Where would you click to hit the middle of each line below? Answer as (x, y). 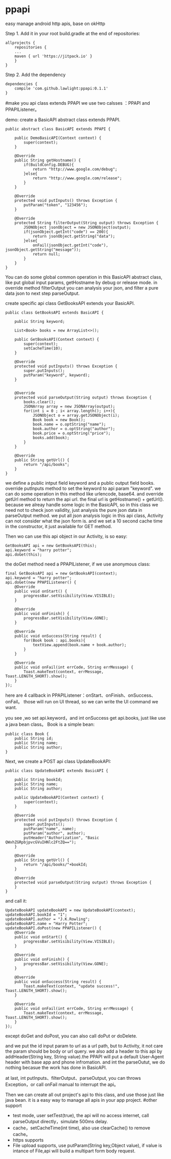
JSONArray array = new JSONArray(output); (69, 406)
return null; (46, 254)
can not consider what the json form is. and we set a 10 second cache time (84, 521)
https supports (28, 1140)
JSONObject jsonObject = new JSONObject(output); (77, 227)
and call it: (16, 901)
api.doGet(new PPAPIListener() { (41, 582)
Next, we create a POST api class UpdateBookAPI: (58, 761)
